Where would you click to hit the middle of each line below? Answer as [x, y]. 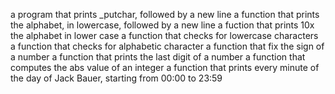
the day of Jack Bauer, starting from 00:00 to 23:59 [116, 78]
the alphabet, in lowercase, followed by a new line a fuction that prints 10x [162, 25]
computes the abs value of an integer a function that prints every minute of [165, 67]
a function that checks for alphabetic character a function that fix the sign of [167, 46]
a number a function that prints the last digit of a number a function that [158, 57]
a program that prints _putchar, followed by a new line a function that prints [165, 14]
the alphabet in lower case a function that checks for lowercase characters [164, 35]
